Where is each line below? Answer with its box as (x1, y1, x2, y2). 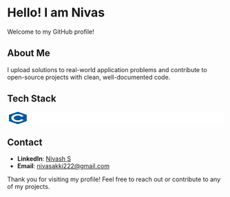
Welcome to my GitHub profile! (7, 27, 94, 36)
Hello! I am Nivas (7, 5, 105, 21)
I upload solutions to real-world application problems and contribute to (7, 65, 208, 73)
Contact (7, 136, 43, 148)
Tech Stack (7, 93, 56, 104)
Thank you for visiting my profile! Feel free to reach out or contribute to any (7, 175, 221, 183)
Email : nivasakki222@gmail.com (17, 162, 110, 170)
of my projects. (7, 183, 50, 191)
